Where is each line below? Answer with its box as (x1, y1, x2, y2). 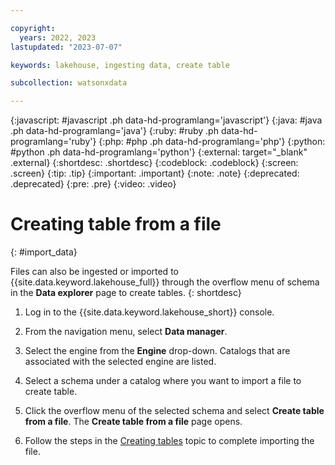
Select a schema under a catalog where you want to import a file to (24, 375, 302, 387)
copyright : (10, 23, 56, 33)
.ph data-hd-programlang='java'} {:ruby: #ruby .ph (10, 125, 219, 137)
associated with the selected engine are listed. (24, 356, 217, 368)
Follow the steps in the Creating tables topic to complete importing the (24, 435, 315, 447)
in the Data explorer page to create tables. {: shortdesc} (10, 287, 242, 299)
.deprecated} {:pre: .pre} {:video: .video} (10, 178, 177, 190)
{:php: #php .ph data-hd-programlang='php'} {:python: (98, 136, 326, 148)
